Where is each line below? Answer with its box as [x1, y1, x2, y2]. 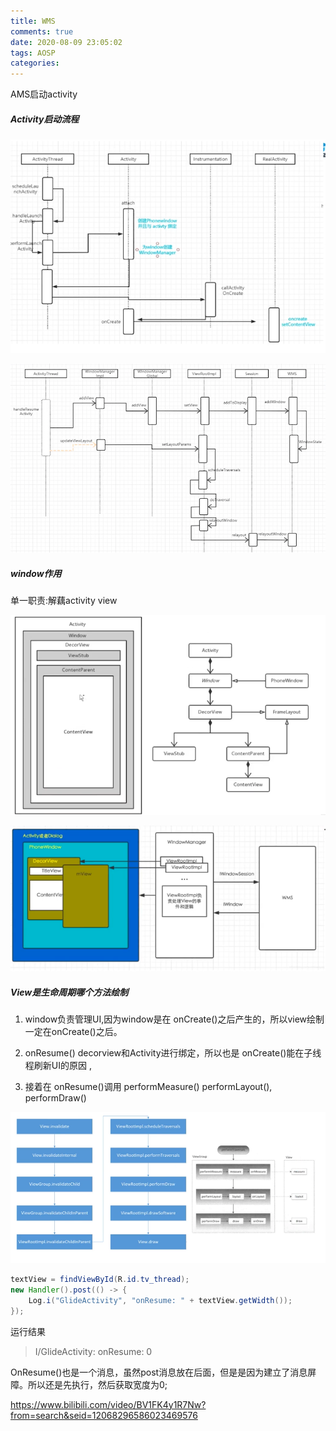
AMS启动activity [10, 88, 78, 100]
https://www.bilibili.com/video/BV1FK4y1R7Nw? [10, 1398, 207, 1410]
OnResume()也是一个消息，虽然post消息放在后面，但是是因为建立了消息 [10, 1366, 308, 1378]
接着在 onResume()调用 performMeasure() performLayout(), [24, 1080, 273, 1092]
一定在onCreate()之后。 [24, 1025, 123, 1037]
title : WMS [10, 16, 56, 26]
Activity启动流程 [10, 113, 80, 125]
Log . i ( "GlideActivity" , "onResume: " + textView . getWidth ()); [28, 1296, 293, 1306]
